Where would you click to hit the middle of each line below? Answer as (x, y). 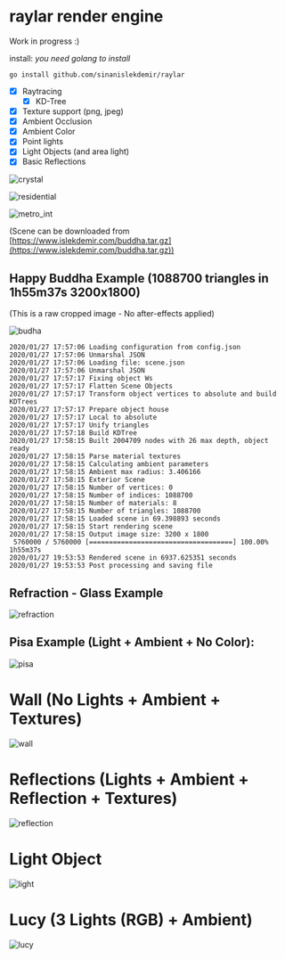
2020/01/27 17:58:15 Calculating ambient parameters (109, 464)
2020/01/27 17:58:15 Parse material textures (95, 456)
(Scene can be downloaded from (69, 231)
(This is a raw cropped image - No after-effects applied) (112, 314)
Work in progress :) (45, 41)
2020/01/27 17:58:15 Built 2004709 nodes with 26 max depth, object (139, 441)
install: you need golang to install (70, 58)
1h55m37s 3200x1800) (75, 292)
